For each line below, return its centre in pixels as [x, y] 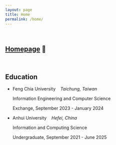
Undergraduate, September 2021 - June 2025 [59, 137]
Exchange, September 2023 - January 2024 [58, 108]
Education [21, 77]
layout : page [19, 10]
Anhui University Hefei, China [45, 118]
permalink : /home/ [24, 19]
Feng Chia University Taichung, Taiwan [55, 89]
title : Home [17, 14]
